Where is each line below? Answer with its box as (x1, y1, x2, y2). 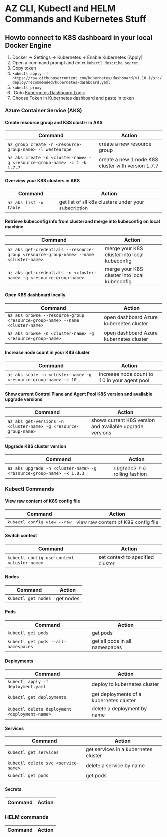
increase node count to (99, 370, 153, 377)
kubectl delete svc (7, 760, 54, 766)
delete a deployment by (91, 705, 147, 712)
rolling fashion (113, 471, 147, 478)
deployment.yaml (7, 684, 46, 690)
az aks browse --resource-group (7, 313, 84, 318)
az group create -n (7, 142, 54, 147)
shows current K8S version (91, 417, 155, 424)
